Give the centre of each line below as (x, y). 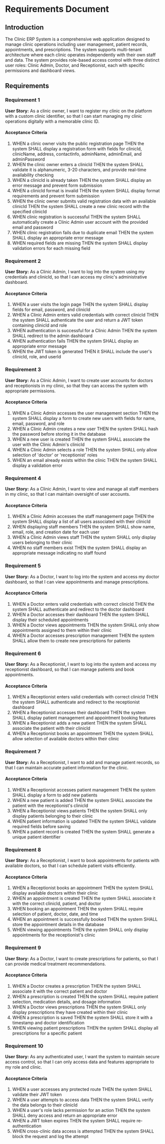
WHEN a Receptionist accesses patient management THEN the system (84, 790)
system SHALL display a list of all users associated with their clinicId (81, 521)
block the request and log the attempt (50, 1137)
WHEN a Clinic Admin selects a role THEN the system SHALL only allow (84, 450)
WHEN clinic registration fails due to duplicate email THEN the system (83, 232)
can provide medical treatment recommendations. (56, 964)
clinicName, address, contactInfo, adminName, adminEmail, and (77, 154)
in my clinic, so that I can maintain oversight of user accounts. (68, 494)
